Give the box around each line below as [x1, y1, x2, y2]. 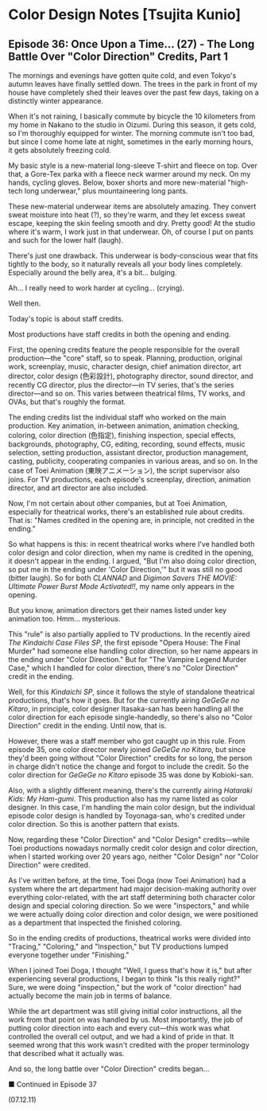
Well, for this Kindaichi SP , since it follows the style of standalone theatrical [8, 687, 255, 696]
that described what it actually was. [8, 1049, 125, 1058]
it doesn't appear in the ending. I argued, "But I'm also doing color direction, [8, 556, 257, 566]
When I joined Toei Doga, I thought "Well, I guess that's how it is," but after [8, 965, 253, 975]
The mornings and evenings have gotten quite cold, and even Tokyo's [8, 71, 237, 80]
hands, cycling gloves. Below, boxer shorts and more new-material [8, 177, 226, 187]
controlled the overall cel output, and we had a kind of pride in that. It [8, 1032, 234, 1041]
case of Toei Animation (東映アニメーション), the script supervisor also [8, 466, 240, 475]
